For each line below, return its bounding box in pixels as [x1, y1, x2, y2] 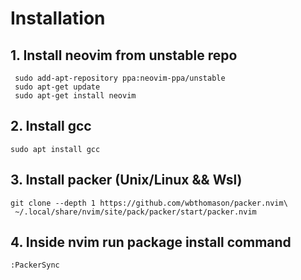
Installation [10, 7, 106, 30]
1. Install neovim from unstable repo [10, 47, 238, 64]
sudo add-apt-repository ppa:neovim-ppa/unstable [14, 73, 226, 83]
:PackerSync [10, 260, 60, 271]
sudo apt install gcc [10, 144, 101, 154]
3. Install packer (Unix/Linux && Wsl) [10, 172, 243, 189]
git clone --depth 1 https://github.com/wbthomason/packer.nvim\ [10, 198, 288, 208]
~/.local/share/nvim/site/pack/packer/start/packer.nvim [14, 207, 257, 217]
